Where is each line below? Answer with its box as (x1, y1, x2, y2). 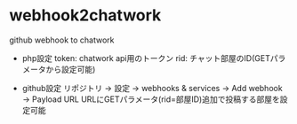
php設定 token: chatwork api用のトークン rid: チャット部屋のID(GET (21, 52, 271, 63)
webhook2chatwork (9, 5, 162, 26)
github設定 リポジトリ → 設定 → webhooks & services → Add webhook (21, 82, 283, 93)
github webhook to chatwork (9, 35, 115, 45)
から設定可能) (45, 64, 96, 74)
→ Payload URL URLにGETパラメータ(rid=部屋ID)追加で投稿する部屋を (21, 94, 280, 105)
